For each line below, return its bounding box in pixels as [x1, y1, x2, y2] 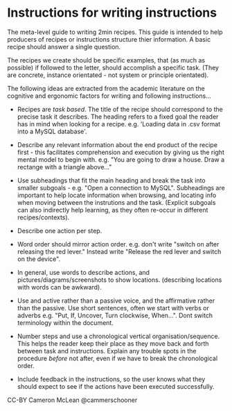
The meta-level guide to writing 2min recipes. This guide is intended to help [7, 28, 223, 36]
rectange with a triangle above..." [17, 162, 112, 171]
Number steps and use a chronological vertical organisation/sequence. [17, 332, 220, 340]
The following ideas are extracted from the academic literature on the [7, 84, 206, 92]
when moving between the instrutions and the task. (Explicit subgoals [17, 198, 216, 206]
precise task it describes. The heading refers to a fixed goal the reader [17, 112, 219, 121]
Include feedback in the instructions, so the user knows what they [17, 375, 206, 383]
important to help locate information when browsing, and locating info [17, 191, 217, 199]
